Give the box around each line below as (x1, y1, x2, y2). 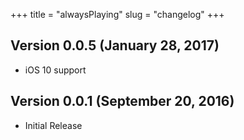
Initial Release (24, 119, 83, 131)
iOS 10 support (24, 64, 87, 76)
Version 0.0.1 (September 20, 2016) (10, 93, 235, 110)
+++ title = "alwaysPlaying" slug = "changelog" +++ (10, 9, 225, 20)
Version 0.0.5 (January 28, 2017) (10, 37, 220, 54)
